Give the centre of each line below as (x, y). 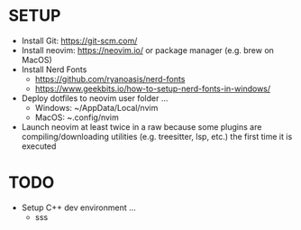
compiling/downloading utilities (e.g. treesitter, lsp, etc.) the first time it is (157, 136)
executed (39, 146)
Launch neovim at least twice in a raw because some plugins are (141, 126)
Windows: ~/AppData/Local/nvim (96, 107)
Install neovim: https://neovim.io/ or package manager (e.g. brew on (147, 50)
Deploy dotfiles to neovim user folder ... (95, 98)
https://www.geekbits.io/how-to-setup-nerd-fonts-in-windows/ (153, 88)
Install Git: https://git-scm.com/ (79, 41)
